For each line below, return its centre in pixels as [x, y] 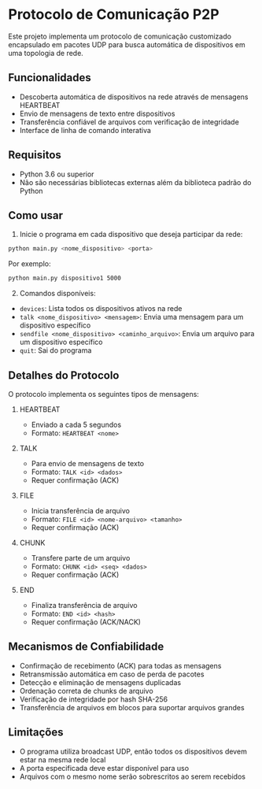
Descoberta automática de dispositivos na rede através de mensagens [134, 97]
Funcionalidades [50, 78]
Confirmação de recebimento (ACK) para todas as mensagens [120, 665]
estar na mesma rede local [63, 759]
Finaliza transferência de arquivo [84, 605]
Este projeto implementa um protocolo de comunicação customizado [120, 36]
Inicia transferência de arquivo [80, 510]
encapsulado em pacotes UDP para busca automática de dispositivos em [127, 44]
